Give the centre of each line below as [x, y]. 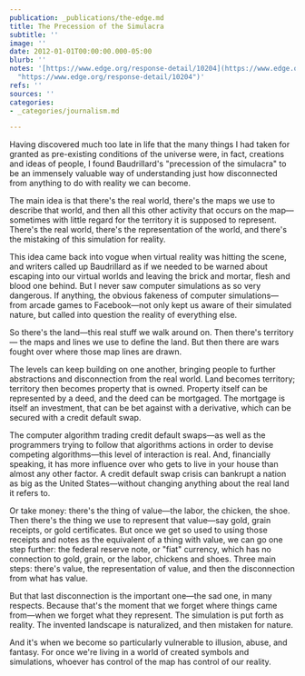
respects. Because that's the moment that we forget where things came [143, 606]
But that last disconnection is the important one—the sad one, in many [141, 596]
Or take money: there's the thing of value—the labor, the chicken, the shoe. [150, 511]
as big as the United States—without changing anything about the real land [149, 483]
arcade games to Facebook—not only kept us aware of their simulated [160, 305]
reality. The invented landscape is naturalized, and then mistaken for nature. [151, 625]
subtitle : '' [34, 35]
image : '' [28, 43]
